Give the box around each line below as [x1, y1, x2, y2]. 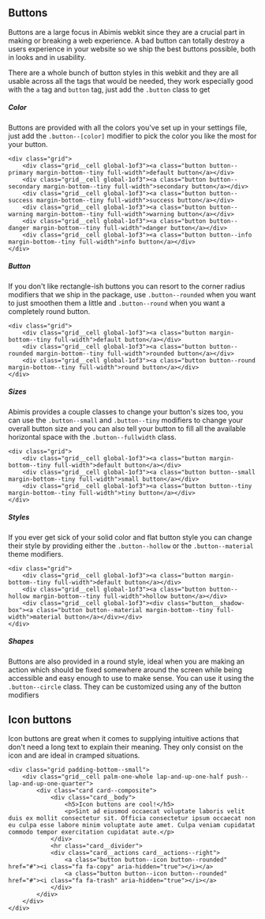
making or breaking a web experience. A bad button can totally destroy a [8, 36, 245, 45]
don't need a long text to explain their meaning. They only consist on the [8, 743, 244, 752]
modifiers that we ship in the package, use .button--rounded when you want [8, 289, 256, 299]
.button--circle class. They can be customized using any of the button [8, 682, 242, 691]
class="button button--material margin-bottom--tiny [36, 606, 214, 614]
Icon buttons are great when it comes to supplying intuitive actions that [8, 734, 239, 743]
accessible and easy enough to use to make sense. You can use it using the [8, 673, 255, 683]
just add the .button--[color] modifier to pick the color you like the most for [8, 130, 257, 141]
